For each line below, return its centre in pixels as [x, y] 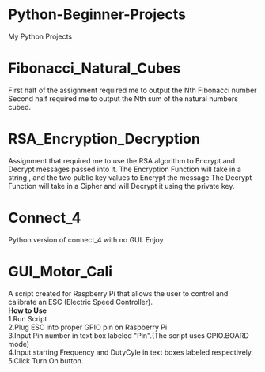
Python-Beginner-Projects [97, 15]
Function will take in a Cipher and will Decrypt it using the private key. [121, 186]
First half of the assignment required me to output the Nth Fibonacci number [132, 90]
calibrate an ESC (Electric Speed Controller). [80, 302]
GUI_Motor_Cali [61, 271]
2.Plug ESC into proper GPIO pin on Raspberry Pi [88, 327]
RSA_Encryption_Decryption [104, 139]
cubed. [20, 107]
